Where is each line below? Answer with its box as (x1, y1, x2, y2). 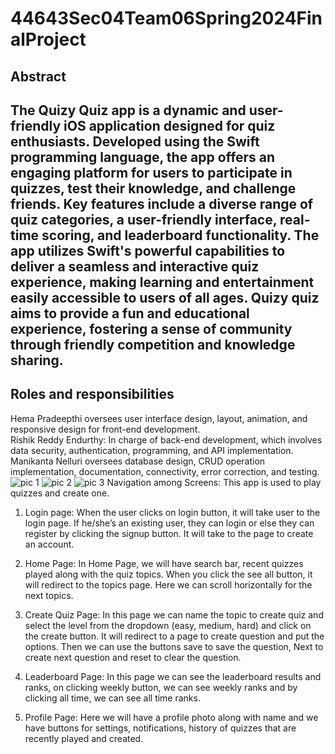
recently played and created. (24, 732, 144, 744)
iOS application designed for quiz (63, 117, 276, 134)
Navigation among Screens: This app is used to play (106, 476, 322, 488)
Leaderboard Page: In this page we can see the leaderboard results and (24, 670, 322, 682)
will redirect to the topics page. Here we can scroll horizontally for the (24, 578, 313, 591)
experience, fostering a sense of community (10, 320, 293, 337)
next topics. (24, 589, 74, 601)
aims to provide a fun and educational (10, 305, 250, 322)
